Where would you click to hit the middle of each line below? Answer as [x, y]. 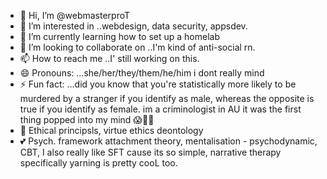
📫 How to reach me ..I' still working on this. [109, 58]
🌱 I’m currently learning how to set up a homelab [119, 36]
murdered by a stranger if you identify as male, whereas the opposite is [167, 98]
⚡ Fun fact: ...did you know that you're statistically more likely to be [158, 84]
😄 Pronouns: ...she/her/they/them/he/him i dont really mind [142, 73]
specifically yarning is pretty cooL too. [98, 163]
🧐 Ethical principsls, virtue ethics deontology [111, 130]
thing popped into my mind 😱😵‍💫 [87, 119]
